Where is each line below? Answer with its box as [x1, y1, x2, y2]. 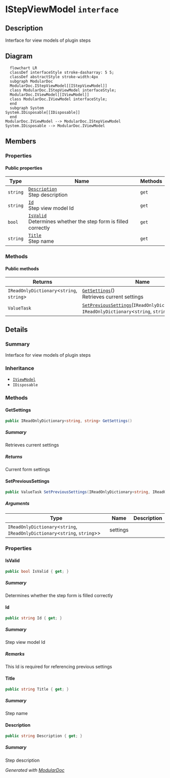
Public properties [5, 165, 42, 171]
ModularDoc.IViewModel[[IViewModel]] [10, 92, 90, 97]
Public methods [5, 265, 39, 271]
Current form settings [5, 466, 51, 473]
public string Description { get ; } [5, 733, 82, 738]
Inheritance [5, 365, 34, 372]
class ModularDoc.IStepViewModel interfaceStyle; [10, 87, 116, 92]
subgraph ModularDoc [10, 79, 53, 84]
